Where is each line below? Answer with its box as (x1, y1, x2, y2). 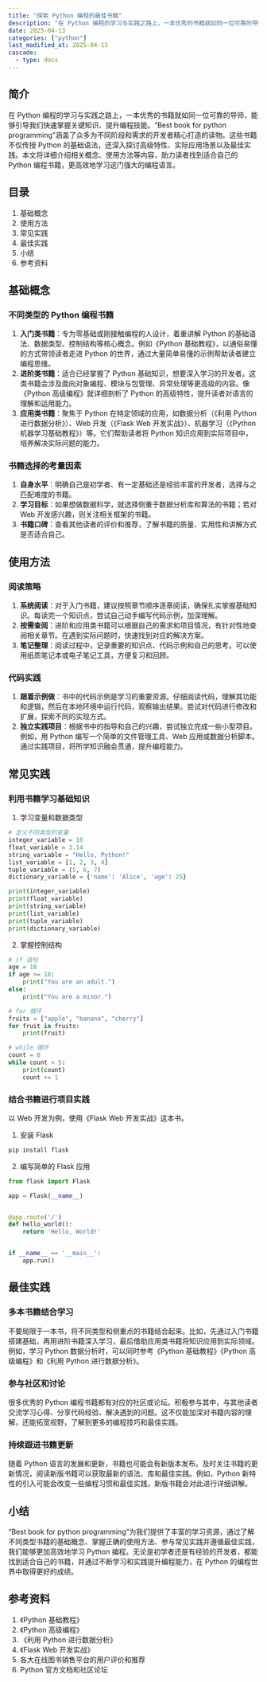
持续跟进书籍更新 (8, 1439, 74, 1450)
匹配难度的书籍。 (19, 490, 76, 499)
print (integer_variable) (8, 887, 91, 896)
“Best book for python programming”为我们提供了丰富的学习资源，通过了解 (8, 1527, 255, 1537)
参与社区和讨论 (8, 1378, 66, 1389)
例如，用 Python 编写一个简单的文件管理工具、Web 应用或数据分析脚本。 (19, 732, 259, 741)
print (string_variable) (8, 902, 87, 910)
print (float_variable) (8, 895, 83, 903)
